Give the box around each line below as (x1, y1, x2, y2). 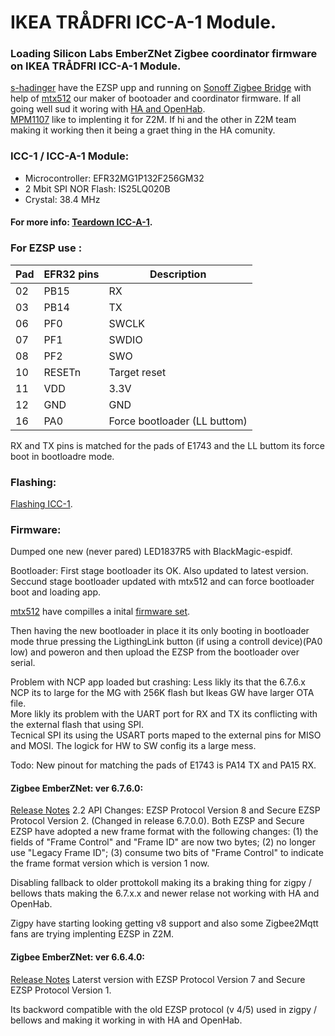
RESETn (43, 365, 82, 379)
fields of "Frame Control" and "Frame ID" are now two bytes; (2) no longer (10, 836, 317, 848)
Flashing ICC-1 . (10, 497, 73, 510)
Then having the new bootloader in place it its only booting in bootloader (10, 625, 310, 637)
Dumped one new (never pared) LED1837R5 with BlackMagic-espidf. (10, 546, 293, 558)
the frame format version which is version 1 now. (10, 857, 210, 870)
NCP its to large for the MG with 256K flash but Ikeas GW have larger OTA (10, 687, 315, 699)
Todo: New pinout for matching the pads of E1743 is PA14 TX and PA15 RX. (10, 759, 317, 771)
